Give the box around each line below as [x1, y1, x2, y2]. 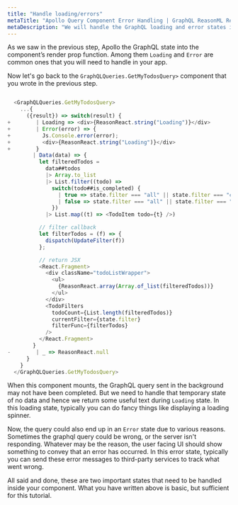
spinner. [7, 412, 31, 420]
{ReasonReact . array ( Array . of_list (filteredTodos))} [57, 283, 214, 290]
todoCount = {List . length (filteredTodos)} [52, 309, 173, 316]
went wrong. [7, 463, 44, 471]
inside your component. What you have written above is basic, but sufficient [7, 484, 229, 492]
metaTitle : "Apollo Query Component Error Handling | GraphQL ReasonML [7, 17, 223, 24]
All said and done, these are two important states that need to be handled [7, 476, 222, 485]
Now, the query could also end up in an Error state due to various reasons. [7, 425, 226, 433]
